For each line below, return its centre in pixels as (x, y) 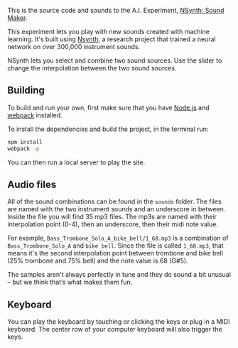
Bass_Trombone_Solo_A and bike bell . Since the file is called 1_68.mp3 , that (115, 246)
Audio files (32, 184)
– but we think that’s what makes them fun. (70, 282)
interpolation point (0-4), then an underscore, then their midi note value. (113, 224)
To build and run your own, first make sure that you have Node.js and (108, 107)
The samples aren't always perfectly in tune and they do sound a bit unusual (119, 275)
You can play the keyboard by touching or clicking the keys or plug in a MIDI (119, 322)
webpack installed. (35, 115)
